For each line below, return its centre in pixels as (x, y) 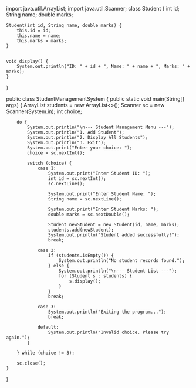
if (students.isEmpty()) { (81, 256)
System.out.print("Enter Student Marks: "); (103, 209)
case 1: (47, 168)
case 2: (47, 250)
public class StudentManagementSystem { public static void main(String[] (95, 99)
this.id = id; (34, 30)
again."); (18, 338)
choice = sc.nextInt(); (56, 153)
